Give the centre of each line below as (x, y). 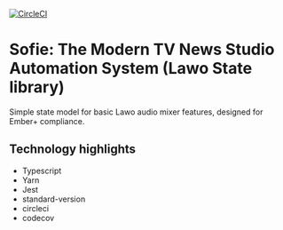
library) (37, 87)
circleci (35, 208)
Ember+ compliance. (47, 121)
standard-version (54, 199)
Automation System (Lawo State (131, 69)
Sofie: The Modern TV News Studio (142, 50)
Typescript (42, 171)
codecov (38, 218)
